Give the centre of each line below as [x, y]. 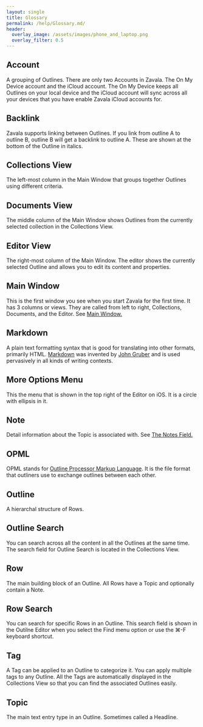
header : [16, 29]
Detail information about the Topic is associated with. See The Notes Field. [100, 435]
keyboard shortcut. [30, 636]
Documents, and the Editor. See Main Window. [64, 313]
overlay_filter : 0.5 [38, 40]
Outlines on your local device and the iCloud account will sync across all [97, 93]
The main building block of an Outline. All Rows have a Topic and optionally [100, 583]
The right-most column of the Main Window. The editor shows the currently [101, 260]
